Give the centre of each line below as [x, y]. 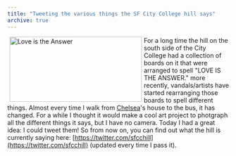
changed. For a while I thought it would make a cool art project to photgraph [118, 115]
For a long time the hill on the [186, 40]
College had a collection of [183, 55]
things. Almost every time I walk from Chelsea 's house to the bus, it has [111, 108]
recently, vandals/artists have [187, 85]
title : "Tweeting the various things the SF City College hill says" [112, 14]
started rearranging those [181, 93]
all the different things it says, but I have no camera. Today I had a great [111, 122]
